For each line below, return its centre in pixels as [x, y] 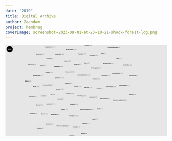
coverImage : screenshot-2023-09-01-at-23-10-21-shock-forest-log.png [81, 33]
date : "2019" [19, 11]
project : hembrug [24, 27]
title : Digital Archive [31, 16]
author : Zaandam [23, 22]
